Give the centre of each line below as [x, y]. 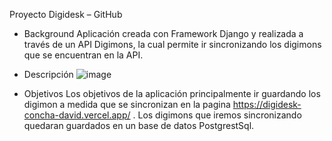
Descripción [48, 74]
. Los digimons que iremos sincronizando [217, 115]
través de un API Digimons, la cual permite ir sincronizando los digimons [172, 44]
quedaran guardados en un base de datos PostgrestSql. [139, 125]
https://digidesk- [267, 104]
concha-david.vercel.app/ [77, 115]
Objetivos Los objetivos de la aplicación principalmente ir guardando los [172, 93]
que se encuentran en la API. [83, 55]
